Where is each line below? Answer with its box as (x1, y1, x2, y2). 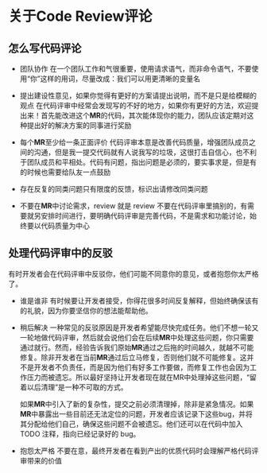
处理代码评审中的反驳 (8, 246, 113, 260)
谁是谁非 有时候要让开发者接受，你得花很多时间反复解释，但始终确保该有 (19, 296, 259, 305)
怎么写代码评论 (8, 41, 82, 55)
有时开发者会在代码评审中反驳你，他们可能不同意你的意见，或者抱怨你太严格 (8, 269, 259, 278)
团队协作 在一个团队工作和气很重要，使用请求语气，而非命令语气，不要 (19, 64, 252, 73)
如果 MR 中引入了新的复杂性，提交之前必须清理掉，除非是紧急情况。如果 (19, 399, 254, 409)
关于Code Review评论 (8, 7, 153, 25)
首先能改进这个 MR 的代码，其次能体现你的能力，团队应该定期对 (41, 110, 248, 120)
